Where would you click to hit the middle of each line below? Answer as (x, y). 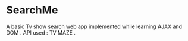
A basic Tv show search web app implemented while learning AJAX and (94, 26)
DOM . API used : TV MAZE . (41, 32)
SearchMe (32, 10)
